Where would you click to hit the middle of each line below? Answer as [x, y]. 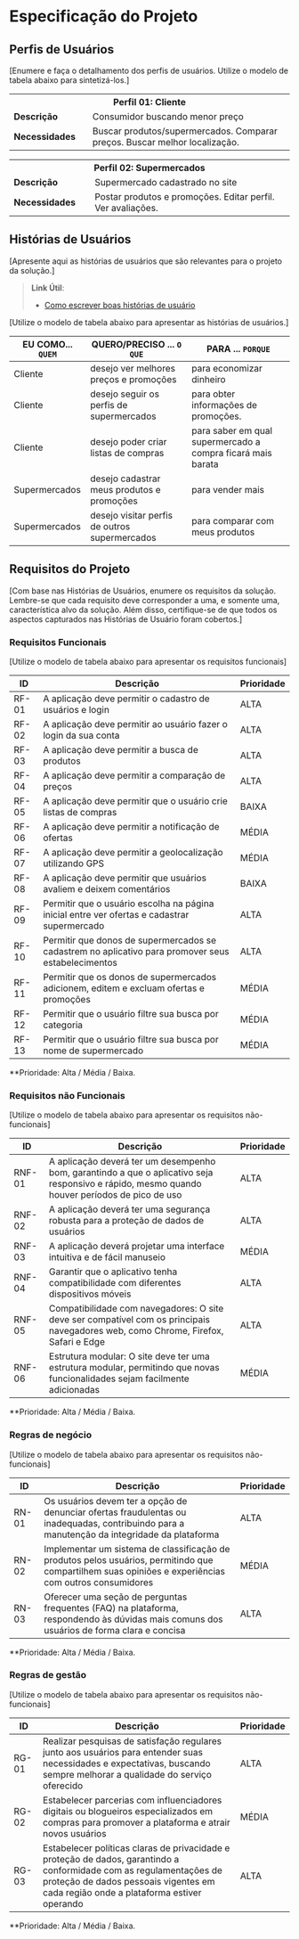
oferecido [63, 1786]
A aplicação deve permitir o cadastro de [127, 699]
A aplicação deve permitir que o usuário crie [136, 801]
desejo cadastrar [125, 479]
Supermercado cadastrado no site [166, 182]
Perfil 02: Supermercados [149, 168]
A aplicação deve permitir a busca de [121, 749]
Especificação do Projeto [104, 16]
